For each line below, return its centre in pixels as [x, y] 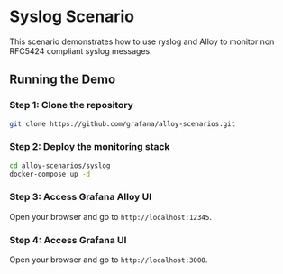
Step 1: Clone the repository [71, 105]
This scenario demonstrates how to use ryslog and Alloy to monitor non [142, 41]
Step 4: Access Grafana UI [68, 240]
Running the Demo [63, 80]
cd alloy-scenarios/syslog [60, 165]
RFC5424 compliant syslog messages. [81, 50]
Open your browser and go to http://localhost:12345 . [110, 216]
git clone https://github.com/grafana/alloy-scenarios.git [123, 123]
